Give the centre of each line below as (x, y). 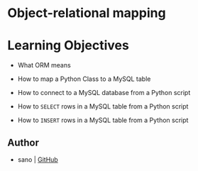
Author (23, 142)
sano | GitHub (38, 159)
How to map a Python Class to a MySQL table (84, 79)
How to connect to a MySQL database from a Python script (104, 93)
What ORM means (44, 65)
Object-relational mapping (87, 13)
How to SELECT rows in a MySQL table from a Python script (103, 106)
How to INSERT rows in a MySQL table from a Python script (103, 120)
